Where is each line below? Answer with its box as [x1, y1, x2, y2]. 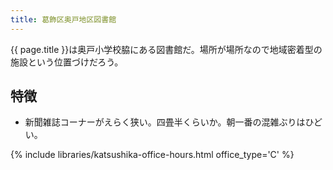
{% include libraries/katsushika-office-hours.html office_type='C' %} [10, 149, 295, 161]
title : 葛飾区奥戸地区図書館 [10, 14, 117, 25]
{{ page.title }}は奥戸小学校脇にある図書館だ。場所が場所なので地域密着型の [10, 43, 323, 55]
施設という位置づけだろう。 [10, 56, 124, 68]
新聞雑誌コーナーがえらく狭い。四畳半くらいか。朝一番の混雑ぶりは [24, 116, 306, 128]
